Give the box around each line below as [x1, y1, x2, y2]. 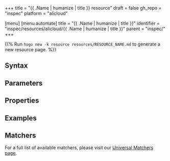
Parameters [5, 78, 43, 87]
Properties [5, 96, 39, 105]
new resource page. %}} [5, 47, 57, 52]
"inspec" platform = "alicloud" [5, 10, 68, 16]
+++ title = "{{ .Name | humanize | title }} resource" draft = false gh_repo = [5, 5, 162, 11]
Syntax [5, 62, 28, 70]
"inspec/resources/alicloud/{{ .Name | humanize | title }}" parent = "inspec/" [5, 26, 165, 32]
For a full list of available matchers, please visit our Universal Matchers [5, 145, 154, 151]
